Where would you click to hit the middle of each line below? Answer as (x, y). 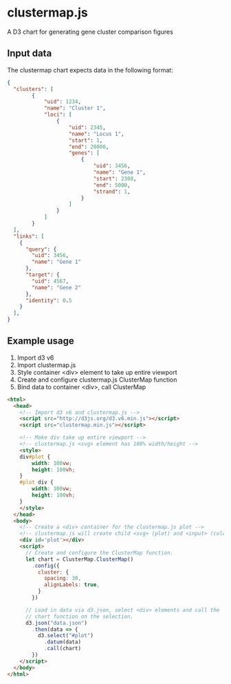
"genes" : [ (84, 153)
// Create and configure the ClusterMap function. (99, 552)
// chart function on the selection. (79, 616)
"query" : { (41, 249)
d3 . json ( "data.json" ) (56, 623)
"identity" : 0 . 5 (48, 300)
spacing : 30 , (62, 579)
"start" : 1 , (86, 140)
